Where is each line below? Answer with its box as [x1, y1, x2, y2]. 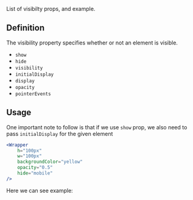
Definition [6, 23, 44, 33]
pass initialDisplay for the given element [6, 130, 113, 137]
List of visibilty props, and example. [6, 5, 96, 12]
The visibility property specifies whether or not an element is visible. [6, 39, 178, 46]
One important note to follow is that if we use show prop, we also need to [6, 123, 188, 130]
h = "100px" [17, 148, 43, 154]
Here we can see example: [6, 187, 73, 194]
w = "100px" [17, 153, 43, 159]
